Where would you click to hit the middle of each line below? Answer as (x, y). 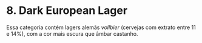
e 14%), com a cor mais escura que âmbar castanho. (72, 33)
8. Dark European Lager (67, 11)
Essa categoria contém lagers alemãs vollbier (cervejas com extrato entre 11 (101, 27)
